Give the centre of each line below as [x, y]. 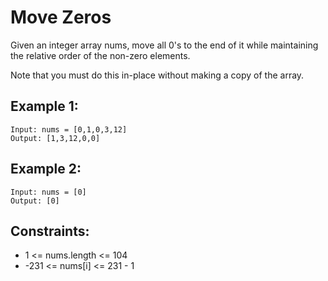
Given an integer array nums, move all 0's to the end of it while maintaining [164, 45]
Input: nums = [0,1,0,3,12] [69, 129]
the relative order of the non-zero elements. [100, 55]
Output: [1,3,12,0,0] [55, 138]
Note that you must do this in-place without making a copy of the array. [157, 75]
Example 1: [44, 106]
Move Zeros [61, 17]
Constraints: [50, 231]
